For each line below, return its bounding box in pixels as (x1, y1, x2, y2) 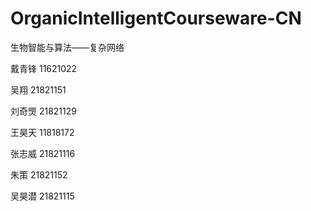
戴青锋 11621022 (10, 62, 78, 74)
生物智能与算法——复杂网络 (10, 41, 125, 53)
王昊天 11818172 (10, 126, 75, 138)
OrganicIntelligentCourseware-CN (10, 7, 302, 30)
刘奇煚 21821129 (10, 105, 77, 117)
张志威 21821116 (10, 147, 76, 159)
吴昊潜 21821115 (10, 190, 75, 202)
